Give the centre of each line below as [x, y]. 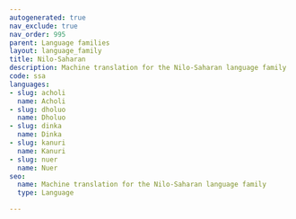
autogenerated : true [48, 18]
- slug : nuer [34, 159]
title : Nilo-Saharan [48, 59]
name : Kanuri [42, 151]
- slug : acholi [38, 92]
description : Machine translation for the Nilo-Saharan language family [148, 68]
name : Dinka [40, 135]
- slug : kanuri [38, 143]
